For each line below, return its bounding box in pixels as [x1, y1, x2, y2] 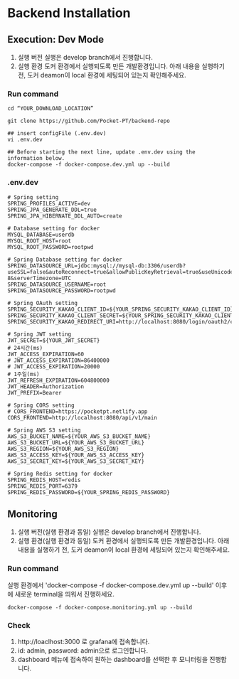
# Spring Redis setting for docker [7, 470, 113, 477]
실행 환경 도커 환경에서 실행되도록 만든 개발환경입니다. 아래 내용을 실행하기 [17, 62, 225, 70]
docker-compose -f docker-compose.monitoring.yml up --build [7, 604, 193, 611]
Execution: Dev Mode [7, 33, 105, 46]
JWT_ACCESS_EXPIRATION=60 [7, 351, 84, 358]
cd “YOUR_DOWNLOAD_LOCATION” [7, 105, 94, 112]
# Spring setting [7, 193, 59, 201]
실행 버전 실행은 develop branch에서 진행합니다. [17, 53, 153, 61]
